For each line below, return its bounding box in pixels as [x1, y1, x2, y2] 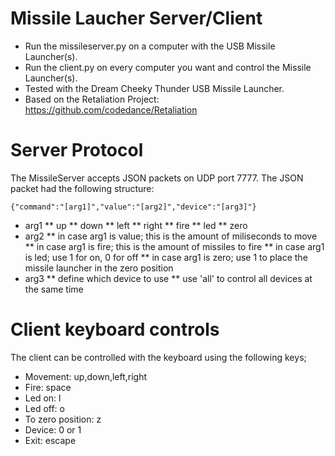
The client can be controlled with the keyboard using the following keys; [10, 351, 307, 363]
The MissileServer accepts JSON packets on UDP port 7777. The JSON [10, 172, 304, 184]
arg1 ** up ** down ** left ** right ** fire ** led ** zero [24, 219, 248, 231]
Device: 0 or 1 [24, 423, 82, 436]
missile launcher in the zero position [24, 262, 174, 274]
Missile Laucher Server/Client [10, 7, 263, 30]
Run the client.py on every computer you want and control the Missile [24, 61, 312, 73]
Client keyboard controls [10, 318, 220, 341]
